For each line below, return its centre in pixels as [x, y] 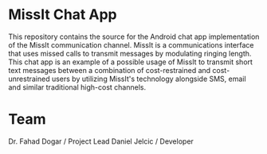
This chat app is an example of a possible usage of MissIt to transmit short [131, 62]
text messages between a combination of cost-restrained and [110, 70]
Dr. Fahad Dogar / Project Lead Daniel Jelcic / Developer [101, 141]
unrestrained [29, 79]
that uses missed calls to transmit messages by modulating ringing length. [130, 53]
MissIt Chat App [63, 15]
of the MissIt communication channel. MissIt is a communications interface [131, 44]
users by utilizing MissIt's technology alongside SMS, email [149, 79]
